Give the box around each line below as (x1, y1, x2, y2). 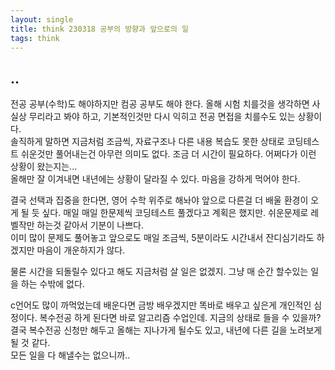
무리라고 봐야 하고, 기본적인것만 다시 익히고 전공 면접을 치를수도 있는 (28, 111, 296, 123)
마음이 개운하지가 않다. (36, 244, 126, 256)
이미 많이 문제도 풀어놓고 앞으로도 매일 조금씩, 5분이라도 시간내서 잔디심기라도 (10, 232, 315, 244)
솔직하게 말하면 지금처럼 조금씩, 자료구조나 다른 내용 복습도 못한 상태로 (10, 136, 285, 148)
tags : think (10, 33, 60, 43)
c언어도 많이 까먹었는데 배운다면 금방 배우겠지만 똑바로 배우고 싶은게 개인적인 (10, 299, 312, 311)
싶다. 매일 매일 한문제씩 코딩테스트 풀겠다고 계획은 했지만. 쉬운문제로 (41, 207, 309, 219)
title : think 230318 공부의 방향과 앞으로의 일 (10, 24, 190, 34)
